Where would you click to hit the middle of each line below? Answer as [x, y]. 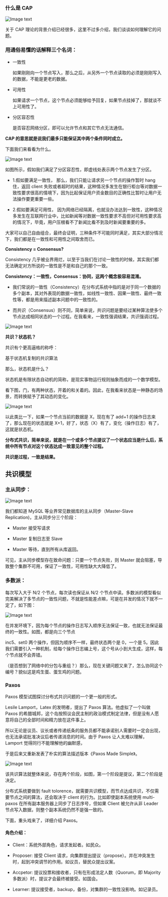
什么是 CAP [19, 8]
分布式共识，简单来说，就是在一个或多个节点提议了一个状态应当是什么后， [82, 440]
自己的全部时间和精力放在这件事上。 [51, 720]
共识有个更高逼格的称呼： [31, 347]
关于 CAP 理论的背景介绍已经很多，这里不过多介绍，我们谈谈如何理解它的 [81, 30]
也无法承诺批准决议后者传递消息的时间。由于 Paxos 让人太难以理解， [76, 737]
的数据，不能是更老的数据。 [41, 79]
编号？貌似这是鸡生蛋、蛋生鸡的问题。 [44, 672]
